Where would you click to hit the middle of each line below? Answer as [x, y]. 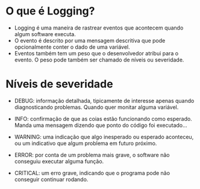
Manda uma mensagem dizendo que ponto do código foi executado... [101, 125]
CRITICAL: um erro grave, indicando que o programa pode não [92, 173]
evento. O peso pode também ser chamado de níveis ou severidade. [99, 60]
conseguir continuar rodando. [51, 179]
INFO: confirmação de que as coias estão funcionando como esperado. [103, 119]
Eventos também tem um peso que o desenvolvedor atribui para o [96, 53]
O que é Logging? [50, 11]
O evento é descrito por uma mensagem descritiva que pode [90, 40]
